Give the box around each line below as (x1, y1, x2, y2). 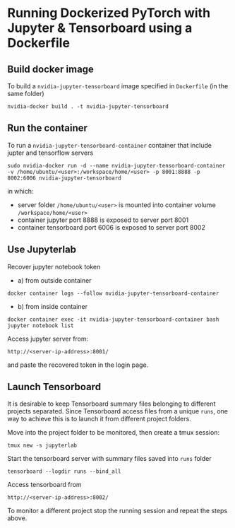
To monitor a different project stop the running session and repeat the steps (7, 507, 228, 515)
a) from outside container (17, 276, 92, 284)
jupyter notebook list (7, 322, 74, 329)
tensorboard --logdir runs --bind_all (7, 468, 121, 475)
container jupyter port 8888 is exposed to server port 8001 (17, 216, 189, 224)
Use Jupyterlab (7, 244, 76, 256)
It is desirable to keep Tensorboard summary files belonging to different (7, 399, 216, 408)
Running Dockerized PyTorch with (7, 5, 210, 21)
